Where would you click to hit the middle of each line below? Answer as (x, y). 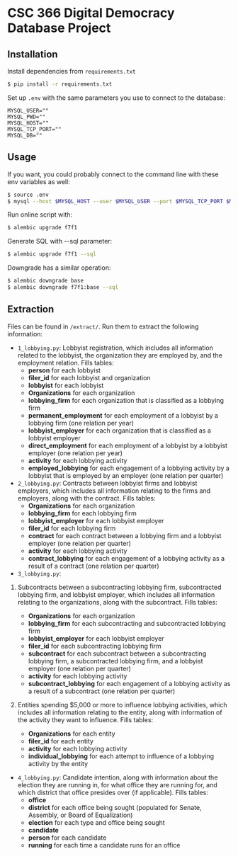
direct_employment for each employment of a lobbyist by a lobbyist (128, 445)
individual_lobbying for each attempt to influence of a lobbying (121, 756)
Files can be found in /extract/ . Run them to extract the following (103, 326)
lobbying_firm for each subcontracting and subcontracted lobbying (127, 623)
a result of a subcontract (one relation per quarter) (102, 691)
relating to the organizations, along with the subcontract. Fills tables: (117, 602)
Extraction (31, 309)
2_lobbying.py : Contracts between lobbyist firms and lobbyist (107, 483)
